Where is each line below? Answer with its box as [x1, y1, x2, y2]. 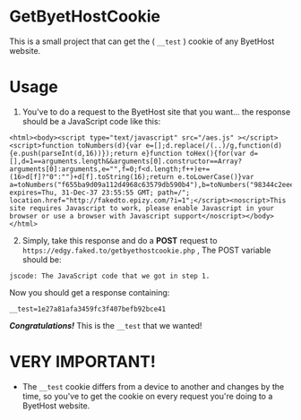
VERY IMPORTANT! [9, 352, 157, 373]
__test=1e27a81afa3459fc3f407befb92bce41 [9, 304, 167, 313]
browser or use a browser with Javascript [9, 211, 170, 220]
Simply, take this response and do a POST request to [21, 235, 218, 245]
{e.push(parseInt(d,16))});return [9, 149, 139, 158]
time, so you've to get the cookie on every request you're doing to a [21, 390, 273, 401]
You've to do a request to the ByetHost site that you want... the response [21, 106, 291, 117]
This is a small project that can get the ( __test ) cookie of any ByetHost [9, 36, 275, 47]
